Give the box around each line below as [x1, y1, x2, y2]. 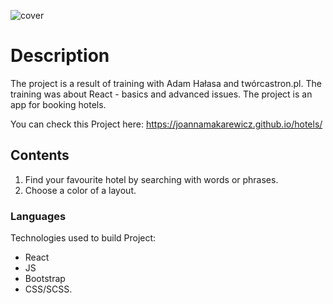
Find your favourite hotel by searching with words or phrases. [24, 173, 279, 185]
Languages [10, 209, 67, 223]
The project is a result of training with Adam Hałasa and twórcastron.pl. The [10, 77, 322, 89]
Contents [10, 147, 70, 164]
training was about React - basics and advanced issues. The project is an [10, 88, 313, 100]
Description [10, 45, 110, 67]
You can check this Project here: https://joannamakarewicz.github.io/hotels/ [10, 118, 323, 130]
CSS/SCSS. [24, 283, 73, 295]
